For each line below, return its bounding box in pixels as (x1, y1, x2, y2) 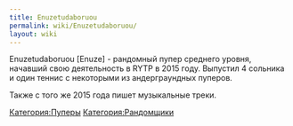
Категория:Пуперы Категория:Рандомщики (9, 107, 175, 118)
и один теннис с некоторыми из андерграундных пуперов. (9, 73, 233, 83)
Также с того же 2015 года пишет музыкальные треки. (9, 90, 216, 100)
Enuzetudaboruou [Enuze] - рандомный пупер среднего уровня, (9, 54, 252, 65)
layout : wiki (9, 29, 58, 38)
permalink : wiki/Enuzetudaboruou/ (9, 21, 138, 30)
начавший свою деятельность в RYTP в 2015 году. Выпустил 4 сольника (9, 63, 285, 74)
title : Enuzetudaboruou (9, 12, 98, 22)
